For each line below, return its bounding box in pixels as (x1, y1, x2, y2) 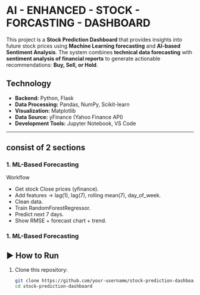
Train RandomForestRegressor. (14, 204, 91, 212)
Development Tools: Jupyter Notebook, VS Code (14, 120, 136, 127)
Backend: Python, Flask (14, 94, 74, 101)
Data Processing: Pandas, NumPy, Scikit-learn (14, 101, 130, 108)
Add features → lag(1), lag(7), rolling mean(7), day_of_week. (14, 192, 161, 199)
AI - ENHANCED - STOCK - (6, 4, 140, 17)
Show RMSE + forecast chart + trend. (14, 217, 107, 224)
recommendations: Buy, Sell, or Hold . (6, 61, 98, 69)
